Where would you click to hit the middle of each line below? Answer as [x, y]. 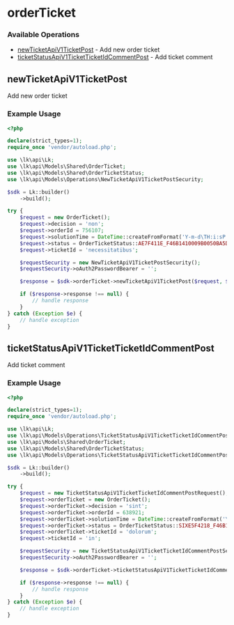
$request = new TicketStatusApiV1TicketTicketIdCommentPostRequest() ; [124, 493]
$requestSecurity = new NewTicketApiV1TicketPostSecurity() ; [110, 263]
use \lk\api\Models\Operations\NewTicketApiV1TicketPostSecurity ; [106, 179]
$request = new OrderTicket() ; [65, 217]
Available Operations [44, 35]
